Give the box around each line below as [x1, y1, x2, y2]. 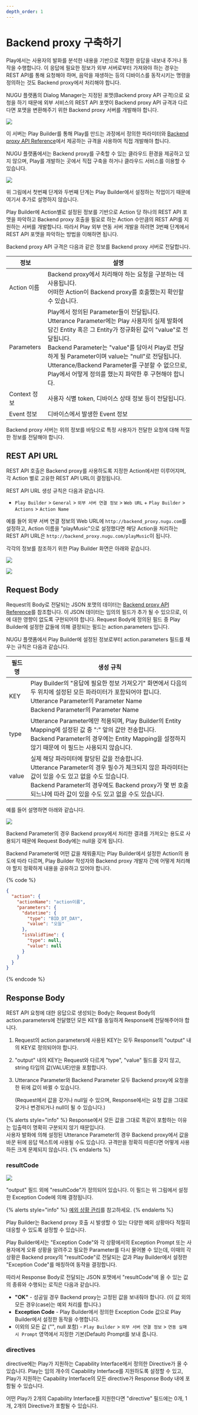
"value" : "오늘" [27, 921, 65, 927]
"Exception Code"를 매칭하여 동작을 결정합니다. [6, 1261, 117, 1268]
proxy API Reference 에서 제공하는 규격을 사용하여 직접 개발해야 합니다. [6, 137, 171, 144]
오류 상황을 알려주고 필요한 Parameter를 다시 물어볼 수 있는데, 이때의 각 [26, 1246, 192, 1254]
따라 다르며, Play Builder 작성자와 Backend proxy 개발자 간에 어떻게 [16, 857, 175, 864]
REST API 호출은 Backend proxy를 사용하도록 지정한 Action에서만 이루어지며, [6, 467, 186, 474]
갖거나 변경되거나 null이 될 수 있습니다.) [14, 1104, 106, 1111]
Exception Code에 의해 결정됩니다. [12, 1194, 94, 1201]
